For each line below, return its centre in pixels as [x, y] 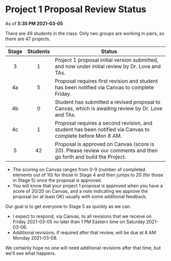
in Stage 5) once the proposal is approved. [57, 180]
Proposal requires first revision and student [106, 81]
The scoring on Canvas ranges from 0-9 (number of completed [79, 169]
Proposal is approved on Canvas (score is [104, 144]
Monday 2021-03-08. [35, 238]
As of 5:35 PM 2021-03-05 [34, 23]
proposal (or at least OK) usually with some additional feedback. [80, 196]
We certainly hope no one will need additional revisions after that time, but [83, 248]
